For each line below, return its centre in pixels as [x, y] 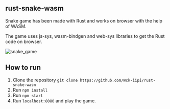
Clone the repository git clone [45, 80]
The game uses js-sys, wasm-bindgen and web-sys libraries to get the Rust [85, 36]
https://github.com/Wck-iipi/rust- [118, 80]
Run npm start [28, 95]
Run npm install [30, 90]
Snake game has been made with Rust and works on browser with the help [84, 20]
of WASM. [16, 26]
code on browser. [24, 41]
